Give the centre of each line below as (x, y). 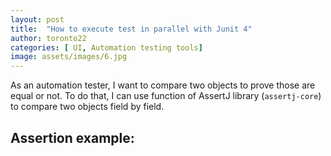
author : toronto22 (48, 38)
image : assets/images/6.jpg (69, 57)
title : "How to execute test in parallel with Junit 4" (131, 29)
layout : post (37, 19)
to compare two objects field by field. (87, 107)
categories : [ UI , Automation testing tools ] (106, 47)
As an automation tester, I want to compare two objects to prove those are (163, 85)
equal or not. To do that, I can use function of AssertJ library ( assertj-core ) (166, 96)
